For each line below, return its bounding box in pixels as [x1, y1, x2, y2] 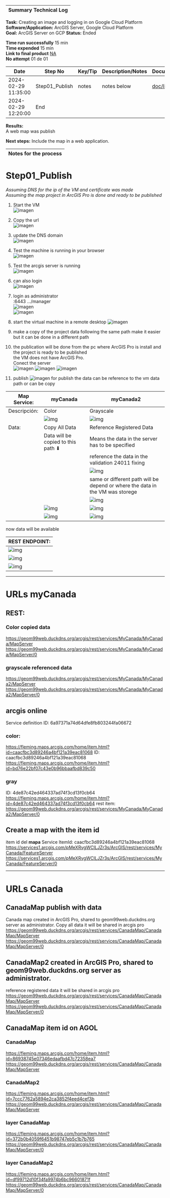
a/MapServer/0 [6, 651, 37, 657]
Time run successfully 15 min [6, 40, 69, 46]
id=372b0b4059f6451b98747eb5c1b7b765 [6, 1136, 95, 1142]
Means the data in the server [89, 435, 158, 442]
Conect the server [13, 360, 51, 366]
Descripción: [8, 407, 38, 414]
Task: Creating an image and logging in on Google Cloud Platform [6, 19, 143, 25]
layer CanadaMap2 [6, 1160, 53, 1167]
